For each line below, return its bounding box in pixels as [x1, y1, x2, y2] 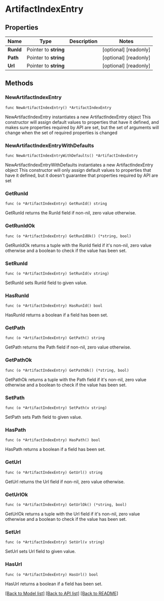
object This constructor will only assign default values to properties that [5, 167, 152, 173]
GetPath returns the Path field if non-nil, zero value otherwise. [5, 344, 131, 350]
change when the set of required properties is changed [5, 130, 118, 136]
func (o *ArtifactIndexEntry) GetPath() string [5, 336, 105, 341]
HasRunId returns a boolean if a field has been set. [5, 312, 109, 318]
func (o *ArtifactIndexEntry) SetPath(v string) [5, 405, 107, 410]
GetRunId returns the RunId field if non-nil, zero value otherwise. [5, 210, 137, 216]
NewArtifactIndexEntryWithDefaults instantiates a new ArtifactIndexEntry [5, 162, 154, 168]
